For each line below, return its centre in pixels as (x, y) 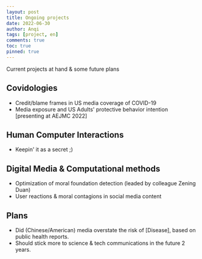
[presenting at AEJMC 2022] (51, 116)
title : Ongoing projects (38, 18)
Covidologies (32, 88)
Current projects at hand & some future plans (63, 69)
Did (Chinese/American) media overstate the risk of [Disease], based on (105, 230)
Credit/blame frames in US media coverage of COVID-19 (86, 103)
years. (23, 250)
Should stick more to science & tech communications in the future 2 (100, 243)
